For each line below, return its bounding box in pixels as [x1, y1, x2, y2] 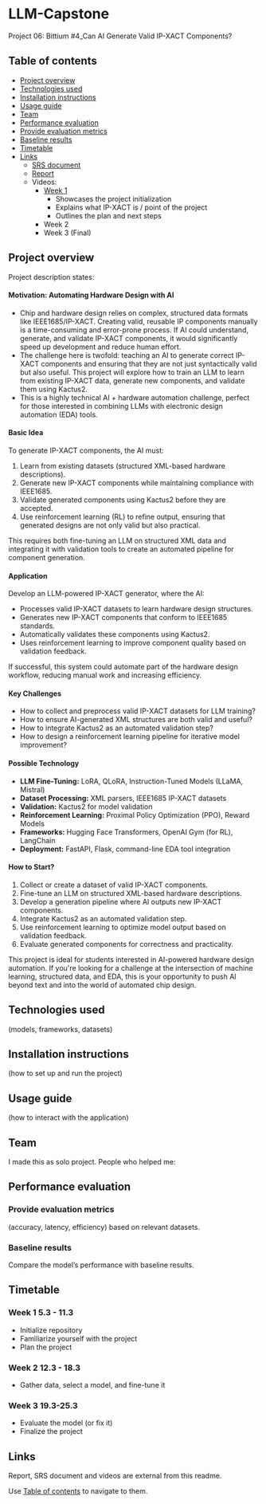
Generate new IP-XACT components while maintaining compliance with [19, 477, 254, 487]
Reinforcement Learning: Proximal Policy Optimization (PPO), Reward [19, 810, 250, 819]
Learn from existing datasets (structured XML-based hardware [19, 461, 225, 470]
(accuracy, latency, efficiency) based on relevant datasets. [8, 1222, 201, 1231]
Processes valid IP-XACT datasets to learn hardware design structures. [19, 604, 253, 614]
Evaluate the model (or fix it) [19, 1418, 113, 1427]
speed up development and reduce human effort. [19, 342, 182, 351]
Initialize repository [19, 1325, 83, 1335]
